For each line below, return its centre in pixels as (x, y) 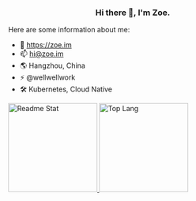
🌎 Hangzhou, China (52, 65)
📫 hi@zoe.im (41, 54)
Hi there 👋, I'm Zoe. (133, 13)
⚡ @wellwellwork (47, 77)
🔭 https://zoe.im (46, 45)
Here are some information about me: (69, 30)
